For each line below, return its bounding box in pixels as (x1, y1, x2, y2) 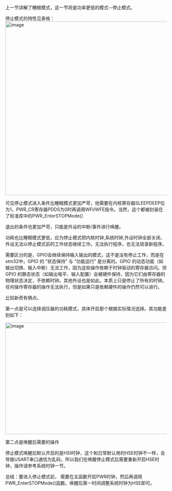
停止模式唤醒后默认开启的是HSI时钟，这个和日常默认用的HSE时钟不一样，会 (5, 450, 165, 456)
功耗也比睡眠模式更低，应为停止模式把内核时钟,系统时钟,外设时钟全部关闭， (5, 234, 165, 241)
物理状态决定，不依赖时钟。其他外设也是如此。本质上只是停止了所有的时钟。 (5, 277, 167, 283)
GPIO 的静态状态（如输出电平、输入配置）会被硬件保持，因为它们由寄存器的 (5, 271, 165, 277)
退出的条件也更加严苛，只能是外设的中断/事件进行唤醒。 (5, 224, 124, 229)
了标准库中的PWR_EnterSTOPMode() (5, 213, 83, 219)
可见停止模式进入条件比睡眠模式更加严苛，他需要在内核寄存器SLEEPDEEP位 (5, 200, 165, 206)
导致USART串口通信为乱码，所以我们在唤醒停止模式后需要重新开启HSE (5, 456, 155, 462)
